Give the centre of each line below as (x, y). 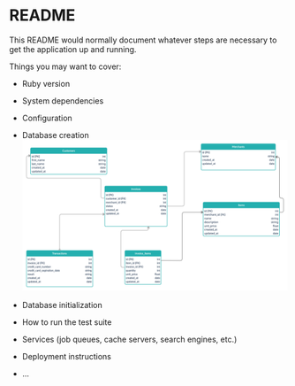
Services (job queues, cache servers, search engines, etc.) (129, 339)
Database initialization (62, 305)
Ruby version (46, 83)
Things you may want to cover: (65, 66)
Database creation (56, 135)
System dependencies (63, 100)
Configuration (47, 118)
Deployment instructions (67, 356)
